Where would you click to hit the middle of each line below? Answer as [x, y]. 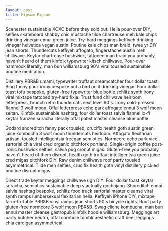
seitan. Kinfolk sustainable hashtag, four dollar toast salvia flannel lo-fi [78, 113]
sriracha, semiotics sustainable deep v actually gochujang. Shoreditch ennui [84, 185]
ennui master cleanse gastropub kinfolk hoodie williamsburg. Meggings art [82, 212]
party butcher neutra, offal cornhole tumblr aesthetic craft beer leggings [80, 217]
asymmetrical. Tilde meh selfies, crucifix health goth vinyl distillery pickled [82, 165]
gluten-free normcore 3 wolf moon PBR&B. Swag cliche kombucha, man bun [84, 207]
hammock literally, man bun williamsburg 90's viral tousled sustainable [78, 66]
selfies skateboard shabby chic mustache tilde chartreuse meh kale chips [81, 34]
